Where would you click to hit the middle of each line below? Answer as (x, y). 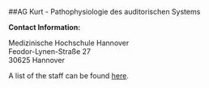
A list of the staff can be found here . (69, 75)
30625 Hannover (36, 60)
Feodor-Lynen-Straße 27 (50, 51)
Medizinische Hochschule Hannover (69, 43)
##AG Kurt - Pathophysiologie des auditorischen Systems (104, 12)
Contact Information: (45, 27)
